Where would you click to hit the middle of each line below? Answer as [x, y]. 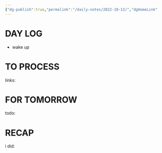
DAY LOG [24, 33]
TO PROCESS [32, 67]
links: [10, 80]
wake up [21, 47]
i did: [10, 146]
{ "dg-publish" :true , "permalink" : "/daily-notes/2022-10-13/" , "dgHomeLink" [81, 9]
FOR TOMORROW [41, 100]
